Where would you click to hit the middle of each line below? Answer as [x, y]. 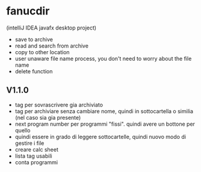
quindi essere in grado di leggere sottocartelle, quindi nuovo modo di [100, 137]
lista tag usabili [33, 156]
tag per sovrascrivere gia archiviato [59, 105]
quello [23, 130]
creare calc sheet [37, 149]
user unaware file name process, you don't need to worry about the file [103, 58]
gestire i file [29, 143]
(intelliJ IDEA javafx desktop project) [51, 28]
